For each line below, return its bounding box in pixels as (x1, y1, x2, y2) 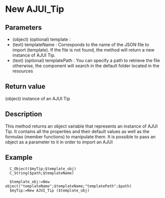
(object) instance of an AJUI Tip (5, 95, 70, 101)
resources (12, 68, 33, 74)
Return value (5, 82, 46, 91)
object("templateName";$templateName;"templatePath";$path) (5, 184, 132, 189)
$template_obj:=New (9, 180, 50, 185)
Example (5, 153, 33, 162)
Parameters (5, 23, 42, 32)
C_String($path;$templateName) (9, 171, 74, 176)
